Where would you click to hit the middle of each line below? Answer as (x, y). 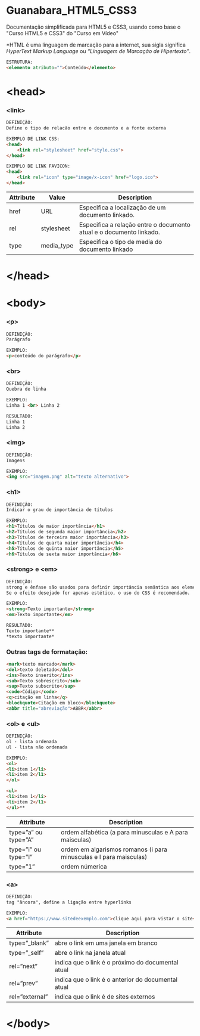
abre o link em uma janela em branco (106, 943)
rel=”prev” (24, 984)
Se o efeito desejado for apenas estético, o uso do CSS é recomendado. (98, 593)
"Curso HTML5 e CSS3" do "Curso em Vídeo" (62, 33)
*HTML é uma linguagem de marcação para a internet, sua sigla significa (96, 45)
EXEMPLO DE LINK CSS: (33, 139)
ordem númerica (84, 867)
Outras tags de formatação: (47, 652)
